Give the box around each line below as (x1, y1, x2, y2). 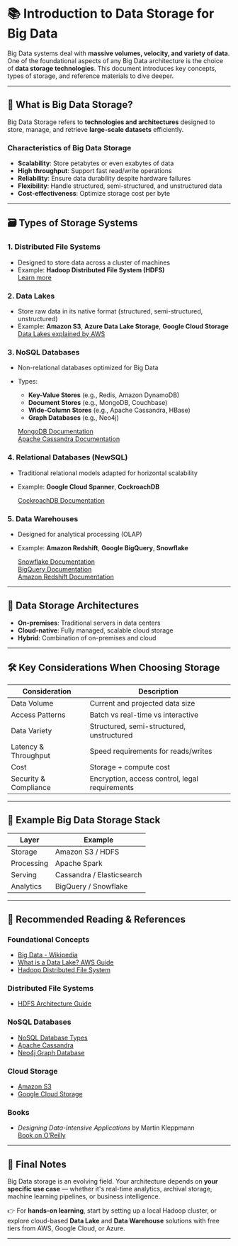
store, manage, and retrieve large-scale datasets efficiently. (7, 125, 184, 133)
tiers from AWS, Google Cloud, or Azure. (7, 1224, 125, 1233)
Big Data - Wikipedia (17, 951, 78, 959)
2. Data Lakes (7, 291, 55, 301)
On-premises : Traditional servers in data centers (17, 618, 161, 627)
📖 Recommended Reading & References (7, 913, 186, 925)
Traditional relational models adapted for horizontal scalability (17, 469, 198, 477)
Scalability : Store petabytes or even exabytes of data (17, 159, 174, 167)
